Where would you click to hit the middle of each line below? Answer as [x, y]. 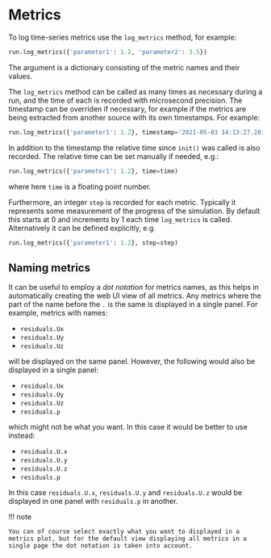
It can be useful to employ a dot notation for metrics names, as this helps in [134, 287]
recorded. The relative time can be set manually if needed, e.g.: [114, 156]
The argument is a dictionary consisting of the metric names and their [124, 67]
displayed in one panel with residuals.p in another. [93, 501]
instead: [22, 436]
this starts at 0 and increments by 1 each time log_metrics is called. [120, 219]
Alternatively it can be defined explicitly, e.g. [82, 228]
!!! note [20, 517]
